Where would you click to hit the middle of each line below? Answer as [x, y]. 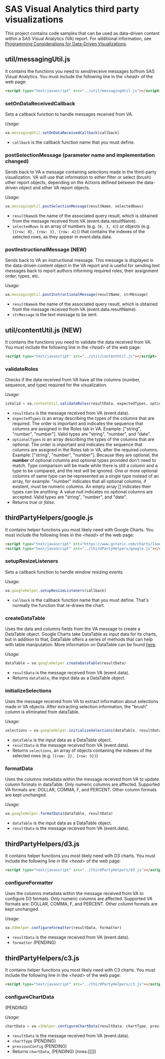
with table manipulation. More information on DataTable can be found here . [81, 645]
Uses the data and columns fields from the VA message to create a [73, 629]
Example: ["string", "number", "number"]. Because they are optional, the [85, 455]
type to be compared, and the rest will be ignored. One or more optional [85, 471]
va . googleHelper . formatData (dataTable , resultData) [59, 814]
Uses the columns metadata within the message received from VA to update [82, 779]
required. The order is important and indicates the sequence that [78, 424]
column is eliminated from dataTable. [42, 712]
